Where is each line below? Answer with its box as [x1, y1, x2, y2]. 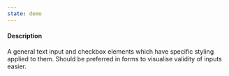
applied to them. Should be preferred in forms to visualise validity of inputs [7, 54, 222, 63]
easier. [7, 62, 27, 70]
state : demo [7, 10, 42, 17]
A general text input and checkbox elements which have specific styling [7, 47, 214, 56]
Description [7, 32, 43, 40]
